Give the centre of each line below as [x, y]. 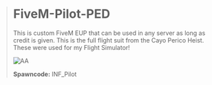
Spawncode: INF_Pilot [45, 74]
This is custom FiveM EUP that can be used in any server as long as [109, 33]
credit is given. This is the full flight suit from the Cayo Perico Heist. [108, 40]
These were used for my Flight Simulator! [71, 47]
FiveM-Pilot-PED [62, 14]
